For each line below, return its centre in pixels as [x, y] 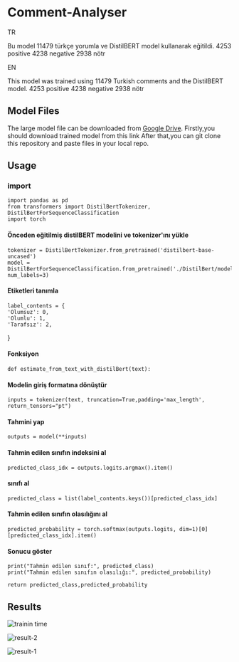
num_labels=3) [28, 275]
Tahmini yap [26, 421]
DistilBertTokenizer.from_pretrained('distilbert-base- [130, 250]
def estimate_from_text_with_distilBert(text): [79, 369]
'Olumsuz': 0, [28, 312]
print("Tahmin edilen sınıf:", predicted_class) [81, 567]
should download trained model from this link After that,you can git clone [114, 135]
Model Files [33, 111]
